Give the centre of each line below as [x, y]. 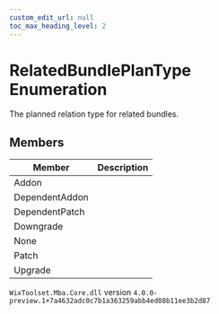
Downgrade [39, 227]
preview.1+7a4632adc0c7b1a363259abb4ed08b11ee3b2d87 [110, 301]
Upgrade [32, 270]
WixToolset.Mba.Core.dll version [70, 292]
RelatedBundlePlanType [100, 70]
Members [37, 142]
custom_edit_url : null [52, 17]
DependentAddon [51, 197]
